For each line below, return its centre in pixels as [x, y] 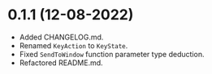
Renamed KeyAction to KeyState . [74, 45]
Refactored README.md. [61, 63]
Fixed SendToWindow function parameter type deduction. [112, 54]
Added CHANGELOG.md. [61, 37]
